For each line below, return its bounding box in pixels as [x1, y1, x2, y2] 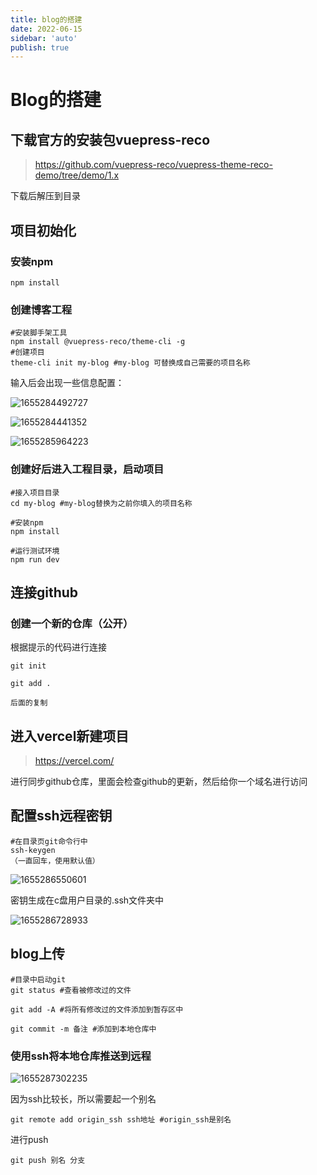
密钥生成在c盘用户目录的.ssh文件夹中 [10, 894, 165, 906]
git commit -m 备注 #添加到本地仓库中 [10, 1024, 157, 1034]
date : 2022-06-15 [10, 24, 83, 34]
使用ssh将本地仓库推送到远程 [10, 1049, 152, 1063]
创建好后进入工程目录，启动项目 [10, 462, 165, 476]
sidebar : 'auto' [10, 33, 78, 43]
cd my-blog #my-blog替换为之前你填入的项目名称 [10, 498, 193, 508]
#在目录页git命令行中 [10, 836, 88, 846]
